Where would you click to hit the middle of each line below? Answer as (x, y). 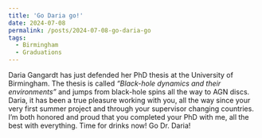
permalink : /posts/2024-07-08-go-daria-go (80, 30)
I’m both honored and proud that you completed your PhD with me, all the (129, 117)
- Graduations (39, 52)
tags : (17, 38)
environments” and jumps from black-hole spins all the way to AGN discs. (129, 92)
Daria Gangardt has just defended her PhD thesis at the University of (121, 75)
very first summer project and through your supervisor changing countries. (131, 109)
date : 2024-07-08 (37, 23)
